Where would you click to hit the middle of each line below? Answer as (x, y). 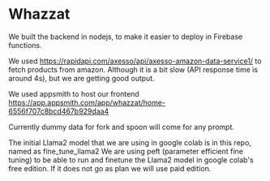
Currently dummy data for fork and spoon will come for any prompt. (122, 127)
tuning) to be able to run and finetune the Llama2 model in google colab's (131, 160)
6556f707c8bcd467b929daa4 (59, 111)
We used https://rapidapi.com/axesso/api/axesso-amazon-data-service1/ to (135, 61)
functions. (25, 45)
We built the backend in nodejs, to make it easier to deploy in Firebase (126, 37)
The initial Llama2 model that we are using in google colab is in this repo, (130, 142)
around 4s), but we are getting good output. (82, 78)
